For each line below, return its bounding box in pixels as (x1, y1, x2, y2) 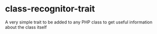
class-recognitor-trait (5, 3, 95, 14)
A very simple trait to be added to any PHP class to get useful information (5, 19, 153, 25)
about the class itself (5, 24, 47, 30)
